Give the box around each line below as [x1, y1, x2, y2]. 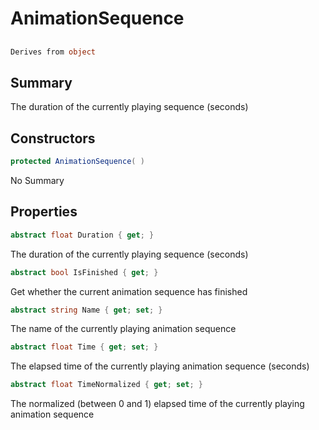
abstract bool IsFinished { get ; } [10, 267, 159, 277]
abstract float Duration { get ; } [10, 230, 155, 240]
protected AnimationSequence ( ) [10, 157, 145, 167]
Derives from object [10, 47, 97, 57]
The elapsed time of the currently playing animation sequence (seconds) [10, 360, 310, 372]
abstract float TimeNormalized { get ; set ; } [10, 380, 203, 390]
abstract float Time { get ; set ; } [10, 342, 159, 352]
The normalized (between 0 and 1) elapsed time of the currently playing [10, 398, 305, 410]
